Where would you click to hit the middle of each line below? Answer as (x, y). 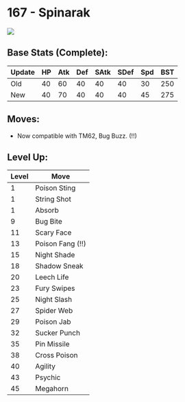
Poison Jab (53, 322)
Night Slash (54, 300)
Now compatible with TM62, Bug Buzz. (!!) (77, 136)
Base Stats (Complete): (58, 53)
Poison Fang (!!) (61, 244)
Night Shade (55, 255)
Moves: (23, 119)
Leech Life (52, 277)
